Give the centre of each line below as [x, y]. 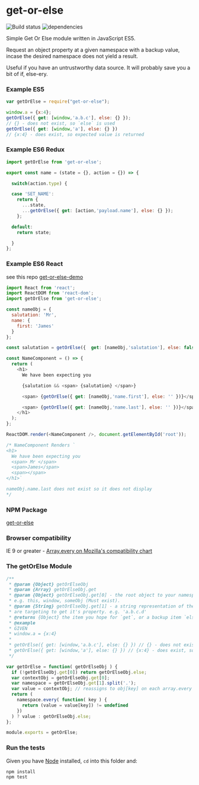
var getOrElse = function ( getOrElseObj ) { [62, 667]
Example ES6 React [35, 264]
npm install [21, 772]
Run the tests [26, 748]
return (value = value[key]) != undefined [75, 705]
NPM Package [27, 509]
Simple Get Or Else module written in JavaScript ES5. [71, 38]
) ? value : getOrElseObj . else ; [52, 716]
